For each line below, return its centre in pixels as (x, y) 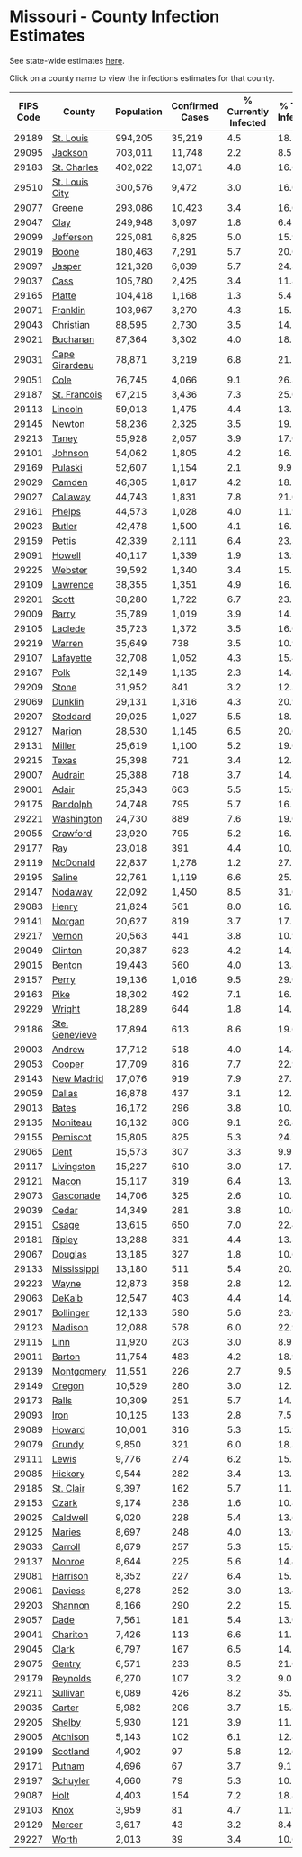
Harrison (70, 1575)
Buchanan (73, 339)
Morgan (68, 921)
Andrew (68, 1049)
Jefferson (72, 237)
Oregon (68, 1385)
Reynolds (71, 1678)
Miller (64, 745)
